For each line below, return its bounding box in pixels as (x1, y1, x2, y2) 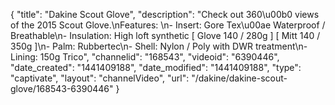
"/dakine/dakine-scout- (191, 72, 288, 84)
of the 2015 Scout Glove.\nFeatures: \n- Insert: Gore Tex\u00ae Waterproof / (10, 19, 326, 31)
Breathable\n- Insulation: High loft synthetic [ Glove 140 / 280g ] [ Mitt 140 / (10, 30, 321, 41)
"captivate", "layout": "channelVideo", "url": (10, 72, 190, 84)
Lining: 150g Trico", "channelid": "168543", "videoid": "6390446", (10, 51, 280, 63)
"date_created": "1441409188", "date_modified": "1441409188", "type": (10, 62, 302, 73)
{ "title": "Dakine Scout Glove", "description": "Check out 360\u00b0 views (10, 9, 320, 20)
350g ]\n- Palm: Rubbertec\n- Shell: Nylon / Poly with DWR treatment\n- (10, 40, 308, 52)
